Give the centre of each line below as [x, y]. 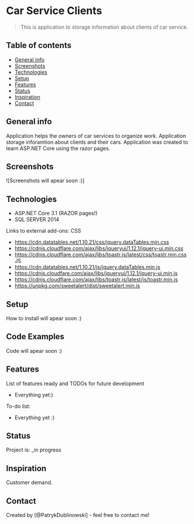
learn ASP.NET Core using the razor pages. [58, 148]
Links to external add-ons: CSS [44, 231]
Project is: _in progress [34, 450]
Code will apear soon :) [34, 351]
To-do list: [18, 406]
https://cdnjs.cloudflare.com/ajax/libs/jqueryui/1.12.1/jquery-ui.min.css [99, 249]
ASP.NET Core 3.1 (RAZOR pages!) [56, 213]
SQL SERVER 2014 [37, 220]
